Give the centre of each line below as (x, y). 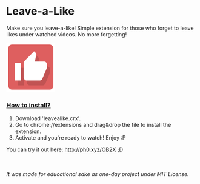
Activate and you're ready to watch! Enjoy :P (70, 138)
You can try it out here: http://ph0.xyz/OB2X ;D (65, 149)
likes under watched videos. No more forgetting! (67, 34)
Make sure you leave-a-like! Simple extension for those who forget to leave (100, 28)
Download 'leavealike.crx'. (48, 118)
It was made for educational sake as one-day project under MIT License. (98, 174)
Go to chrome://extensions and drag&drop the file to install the (93, 125)
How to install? (28, 105)
